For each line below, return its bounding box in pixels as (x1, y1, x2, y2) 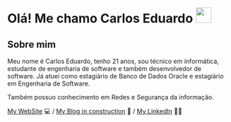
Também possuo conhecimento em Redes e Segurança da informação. (7, 93, 214, 101)
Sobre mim (7, 39, 57, 50)
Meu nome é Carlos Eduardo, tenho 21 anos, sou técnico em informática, (7, 57, 219, 65)
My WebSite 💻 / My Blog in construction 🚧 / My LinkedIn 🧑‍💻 (7, 107, 182, 115)
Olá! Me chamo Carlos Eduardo (7, 11, 194, 27)
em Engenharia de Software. (7, 79, 90, 88)
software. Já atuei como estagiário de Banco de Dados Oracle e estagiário (7, 72, 224, 80)
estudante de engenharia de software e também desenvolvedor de (7, 65, 202, 73)
